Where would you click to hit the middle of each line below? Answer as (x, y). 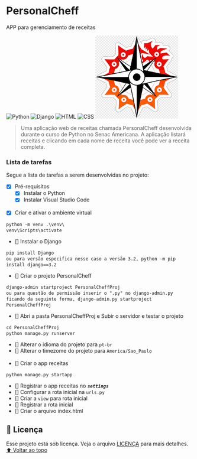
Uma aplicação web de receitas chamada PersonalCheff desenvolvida (106, 128)
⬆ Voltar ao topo (27, 450)
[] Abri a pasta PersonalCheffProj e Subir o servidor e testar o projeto (99, 316)
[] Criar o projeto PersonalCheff (53, 276)
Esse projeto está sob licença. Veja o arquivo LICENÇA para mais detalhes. (97, 444)
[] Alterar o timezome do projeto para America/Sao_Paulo (83, 351)
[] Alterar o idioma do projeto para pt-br (63, 344)
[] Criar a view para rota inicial (51, 398)
